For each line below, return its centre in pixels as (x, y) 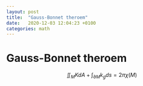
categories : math (28, 29)
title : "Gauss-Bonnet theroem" (47, 17)
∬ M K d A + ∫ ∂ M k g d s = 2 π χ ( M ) (102, 76)
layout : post (23, 12)
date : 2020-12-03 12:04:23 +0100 (51, 23)
